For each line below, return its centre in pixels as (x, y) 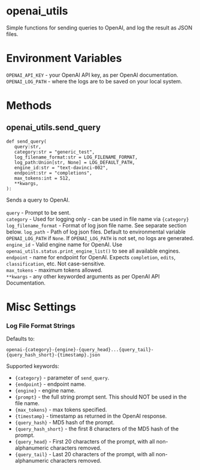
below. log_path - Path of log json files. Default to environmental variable (96, 232)
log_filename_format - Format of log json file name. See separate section (96, 225)
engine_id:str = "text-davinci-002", (61, 167)
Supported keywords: (33, 366)
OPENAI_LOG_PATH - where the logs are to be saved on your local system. (94, 81)
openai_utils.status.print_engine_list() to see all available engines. (93, 251)
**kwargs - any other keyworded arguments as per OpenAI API (83, 276)
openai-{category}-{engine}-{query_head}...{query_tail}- (80, 350)
